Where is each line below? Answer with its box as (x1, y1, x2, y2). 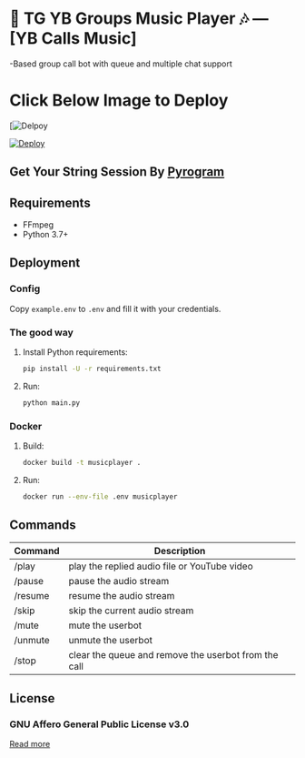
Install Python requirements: (22, 347, 129, 358)
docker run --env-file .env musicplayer (22, 491, 178, 501)
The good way (9, 326, 74, 339)
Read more (9, 739, 51, 750)
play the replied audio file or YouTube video (68, 560, 253, 572)
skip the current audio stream (68, 604, 194, 617)
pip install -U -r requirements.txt (22, 364, 162, 374)
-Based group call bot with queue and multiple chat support (9, 58, 233, 69)
